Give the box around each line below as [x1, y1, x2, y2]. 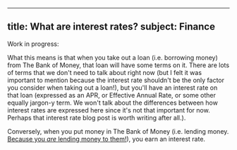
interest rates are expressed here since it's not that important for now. [7, 105, 210, 114]
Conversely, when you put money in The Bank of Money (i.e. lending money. [7, 127, 229, 135]
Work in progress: [7, 40, 59, 48]
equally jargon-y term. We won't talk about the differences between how [7, 98, 219, 107]
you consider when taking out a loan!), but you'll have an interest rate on [7, 83, 218, 92]
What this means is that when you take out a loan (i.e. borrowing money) [7, 53, 219, 62]
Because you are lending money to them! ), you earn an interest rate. [7, 134, 206, 143]
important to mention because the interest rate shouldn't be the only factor [7, 76, 224, 84]
